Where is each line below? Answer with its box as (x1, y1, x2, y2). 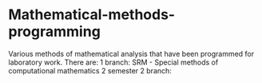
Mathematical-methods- (8, 6, 176, 24)
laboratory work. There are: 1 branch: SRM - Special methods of (8, 57, 219, 67)
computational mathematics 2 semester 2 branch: (8, 65, 172, 75)
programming (8, 22, 101, 41)
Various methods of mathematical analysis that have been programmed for (8, 49, 255, 58)
